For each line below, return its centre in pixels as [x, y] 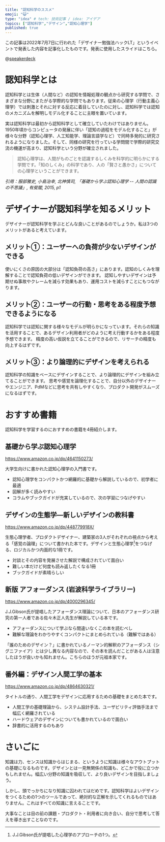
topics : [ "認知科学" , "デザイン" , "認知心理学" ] [49, 23]
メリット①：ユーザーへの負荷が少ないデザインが [81, 247]
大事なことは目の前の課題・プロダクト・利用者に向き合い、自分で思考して [80, 813]
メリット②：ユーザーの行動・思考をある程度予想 [81, 305]
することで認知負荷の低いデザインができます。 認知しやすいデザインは [81, 275]
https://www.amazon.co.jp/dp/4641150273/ [49, 459]
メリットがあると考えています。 [37, 230]
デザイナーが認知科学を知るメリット [78, 209]
